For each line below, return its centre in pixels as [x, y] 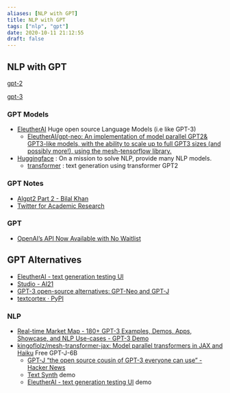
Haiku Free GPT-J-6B [47, 353]
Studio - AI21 [35, 284]
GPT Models [28, 114]
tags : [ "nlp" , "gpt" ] [38, 26]
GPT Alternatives [44, 260]
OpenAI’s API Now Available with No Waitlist [79, 238]
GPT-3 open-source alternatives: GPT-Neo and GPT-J [93, 291]
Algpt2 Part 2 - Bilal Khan [53, 198]
